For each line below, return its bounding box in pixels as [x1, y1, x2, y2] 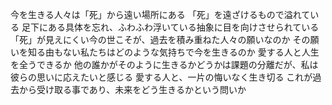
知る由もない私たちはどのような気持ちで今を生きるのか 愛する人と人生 [27, 46, 320, 58]
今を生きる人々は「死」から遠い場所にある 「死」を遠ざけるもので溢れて [10, 9, 311, 20]
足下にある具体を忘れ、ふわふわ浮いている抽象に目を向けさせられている [21, 21, 320, 33]
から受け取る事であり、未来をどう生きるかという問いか [18, 84, 247, 95]
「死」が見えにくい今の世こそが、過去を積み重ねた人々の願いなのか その [10, 34, 311, 45]
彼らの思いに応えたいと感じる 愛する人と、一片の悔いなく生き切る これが [10, 71, 313, 83]
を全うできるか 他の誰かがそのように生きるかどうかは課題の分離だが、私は [10, 59, 319, 70]
